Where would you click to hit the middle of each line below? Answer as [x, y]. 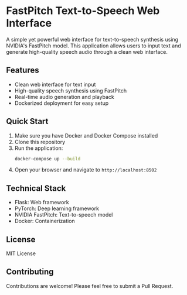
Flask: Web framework [42, 203]
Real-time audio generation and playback [64, 97]
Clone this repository [40, 142]
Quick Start [27, 121]
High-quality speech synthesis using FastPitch [71, 90]
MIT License [21, 253]
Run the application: [39, 148]
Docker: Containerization [45, 221]
